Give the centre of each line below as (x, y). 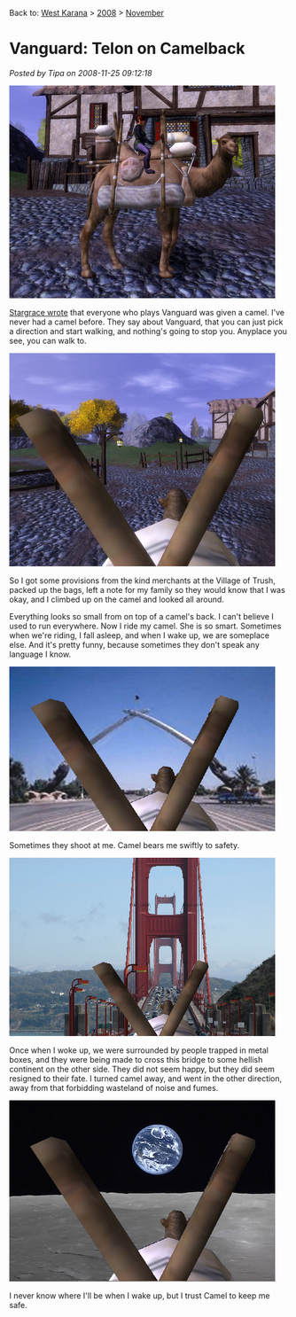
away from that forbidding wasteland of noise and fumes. (114, 1087)
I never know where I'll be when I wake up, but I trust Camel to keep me (140, 1295)
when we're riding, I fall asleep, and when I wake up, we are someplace (140, 635)
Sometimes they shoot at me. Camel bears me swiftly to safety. (125, 845)
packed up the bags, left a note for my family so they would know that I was (147, 589)
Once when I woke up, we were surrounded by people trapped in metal (139, 1050)
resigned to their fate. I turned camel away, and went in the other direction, (146, 1078)
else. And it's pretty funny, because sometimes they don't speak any (134, 644)
